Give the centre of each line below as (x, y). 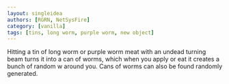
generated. (23, 74)
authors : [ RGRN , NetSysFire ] (49, 20)
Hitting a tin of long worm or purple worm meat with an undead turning (107, 52)
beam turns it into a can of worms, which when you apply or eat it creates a (113, 59)
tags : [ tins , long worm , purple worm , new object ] (81, 32)
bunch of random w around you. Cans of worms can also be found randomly (115, 66)
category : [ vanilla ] (37, 26)
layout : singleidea (35, 13)
